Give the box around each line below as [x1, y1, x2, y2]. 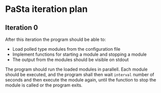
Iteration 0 [5, 23, 38, 32]
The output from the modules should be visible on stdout [12, 57, 129, 63]
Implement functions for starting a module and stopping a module [12, 51, 147, 57]
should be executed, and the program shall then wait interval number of [5, 72, 155, 78]
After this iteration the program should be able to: [5, 36, 106, 42]
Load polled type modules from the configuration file [12, 46, 121, 52]
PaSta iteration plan [5, 3, 88, 15]
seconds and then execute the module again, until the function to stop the [5, 77, 157, 83]
